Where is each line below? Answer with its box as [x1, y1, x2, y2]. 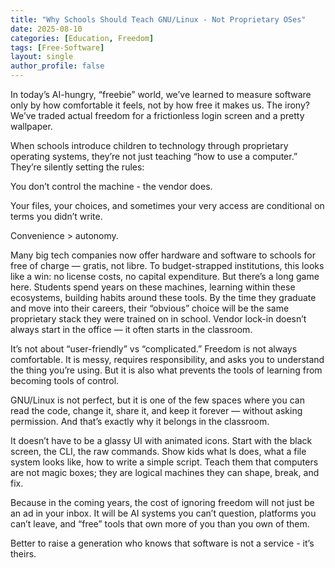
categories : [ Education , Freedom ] [10, 33, 155, 43]
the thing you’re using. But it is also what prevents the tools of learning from [10, 364, 323, 376]
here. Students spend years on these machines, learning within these [10, 281, 296, 293]
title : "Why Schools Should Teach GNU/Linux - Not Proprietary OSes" [10, 14, 307, 25]
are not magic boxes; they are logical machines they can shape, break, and [10, 467, 320, 478]
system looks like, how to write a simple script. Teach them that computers [10, 456, 319, 468]
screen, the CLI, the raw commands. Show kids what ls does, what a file [10, 446, 307, 457]
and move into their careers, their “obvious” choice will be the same [10, 302, 290, 314]
